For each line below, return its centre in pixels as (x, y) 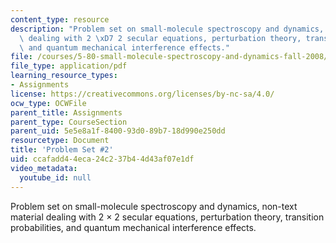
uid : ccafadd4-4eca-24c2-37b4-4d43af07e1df (102, 159)
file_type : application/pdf (69, 66)
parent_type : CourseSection (69, 122)
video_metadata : (44, 168)
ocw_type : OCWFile (48, 103)
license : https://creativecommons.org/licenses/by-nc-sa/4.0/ (142, 94)
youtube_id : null (55, 177)
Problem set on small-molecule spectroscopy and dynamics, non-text (154, 206)
